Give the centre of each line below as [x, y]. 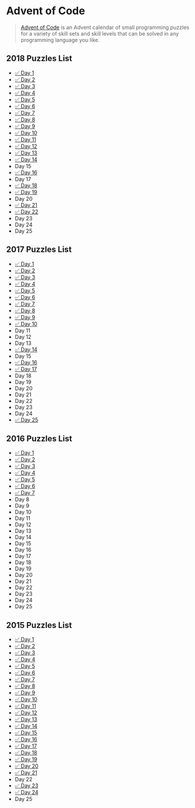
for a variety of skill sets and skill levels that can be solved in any [100, 33]
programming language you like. [60, 40]
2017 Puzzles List [39, 250]
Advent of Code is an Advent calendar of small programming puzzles [105, 27]
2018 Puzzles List [39, 58]
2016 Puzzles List [39, 439]
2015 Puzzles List [39, 625]
